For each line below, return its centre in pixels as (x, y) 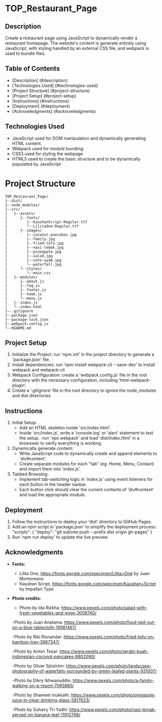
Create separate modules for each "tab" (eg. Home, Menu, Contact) (87, 464)
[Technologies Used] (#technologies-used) (55, 85)
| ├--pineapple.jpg (33, 252)
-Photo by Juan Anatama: (37, 622)
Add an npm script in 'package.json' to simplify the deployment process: (84, 527)
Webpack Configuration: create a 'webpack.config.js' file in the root (80, 375)
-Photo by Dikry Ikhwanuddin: (42, 680)
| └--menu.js (23, 298)
